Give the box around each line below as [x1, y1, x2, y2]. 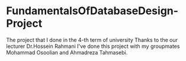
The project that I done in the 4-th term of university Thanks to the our [6, 36, 178, 43]
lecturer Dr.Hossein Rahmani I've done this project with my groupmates [6, 43, 180, 50]
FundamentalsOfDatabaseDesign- [6, 4, 179, 18]
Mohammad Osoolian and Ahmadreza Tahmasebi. [6, 49, 128, 56]
